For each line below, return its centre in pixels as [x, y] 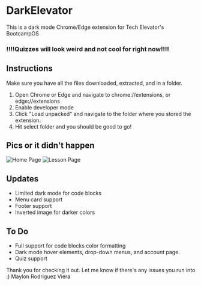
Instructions [29, 69]
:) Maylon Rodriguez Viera [38, 276]
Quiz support [31, 258]
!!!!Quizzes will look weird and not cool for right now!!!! [88, 49]
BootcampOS [22, 33]
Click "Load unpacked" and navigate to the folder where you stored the [103, 114]
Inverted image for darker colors [55, 212]
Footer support [33, 206]
